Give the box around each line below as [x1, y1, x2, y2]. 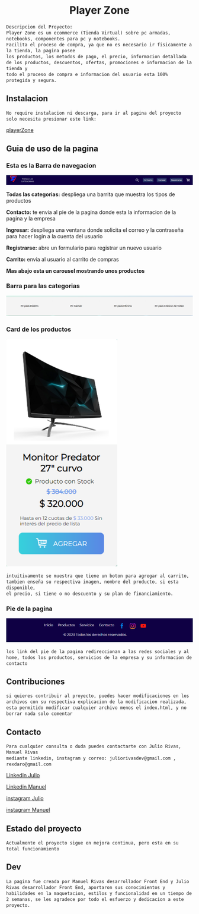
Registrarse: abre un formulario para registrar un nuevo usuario [6, 244, 162, 251]
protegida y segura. [6, 77, 57, 83]
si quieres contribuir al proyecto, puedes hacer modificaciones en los [6, 693, 190, 699]
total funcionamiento [6, 846, 60, 852]
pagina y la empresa [6, 215, 56, 222]
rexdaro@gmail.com [6, 761, 52, 767]
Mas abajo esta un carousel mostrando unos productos [6, 267, 145, 274]
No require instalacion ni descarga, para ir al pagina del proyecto [6, 110, 182, 116]
